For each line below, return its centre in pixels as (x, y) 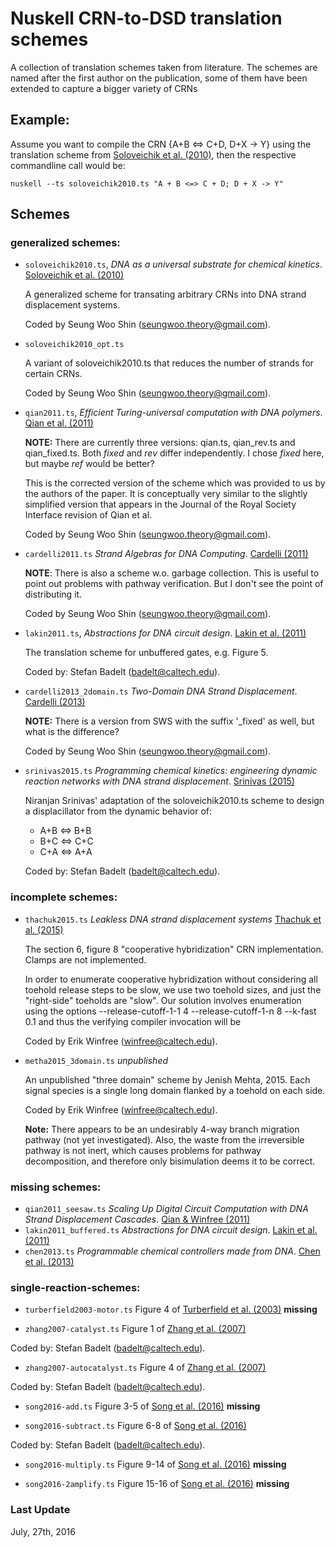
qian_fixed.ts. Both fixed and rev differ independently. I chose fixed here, (174, 453)
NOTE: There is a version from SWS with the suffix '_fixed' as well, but (169, 721)
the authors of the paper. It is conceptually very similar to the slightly (166, 494)
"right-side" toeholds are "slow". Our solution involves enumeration (163, 1000)
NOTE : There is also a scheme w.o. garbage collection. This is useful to (172, 573)
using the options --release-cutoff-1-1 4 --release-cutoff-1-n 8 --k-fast (170, 1011)
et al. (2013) (49, 1262)
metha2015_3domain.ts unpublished (96, 1060)
